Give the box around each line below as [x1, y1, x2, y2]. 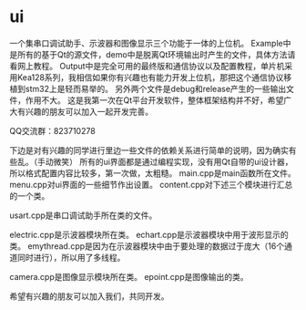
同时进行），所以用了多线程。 [16, 252, 126, 263]
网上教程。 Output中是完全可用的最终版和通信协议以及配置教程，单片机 [16, 60, 285, 71]
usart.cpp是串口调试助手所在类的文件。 [9, 210, 158, 221]
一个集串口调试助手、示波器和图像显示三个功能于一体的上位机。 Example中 [9, 37, 291, 48]
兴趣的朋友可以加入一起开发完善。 [25, 106, 153, 117]
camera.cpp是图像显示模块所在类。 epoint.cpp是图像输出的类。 [9, 271, 249, 282]
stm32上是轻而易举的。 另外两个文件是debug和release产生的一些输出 [25, 83, 287, 94]
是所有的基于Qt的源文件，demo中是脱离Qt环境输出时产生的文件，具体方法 [9, 48, 288, 60]
